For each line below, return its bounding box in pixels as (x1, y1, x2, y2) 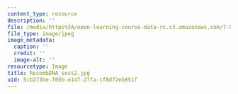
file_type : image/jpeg (7, 30, 74, 37)
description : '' (7, 17, 55, 24)
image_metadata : (7, 37, 55, 44)
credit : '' (13, 50, 46, 57)
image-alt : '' (13, 57, 55, 64)
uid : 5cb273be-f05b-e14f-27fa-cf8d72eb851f (7, 76, 138, 83)
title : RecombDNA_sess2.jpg (7, 69, 91, 76)
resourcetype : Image (7, 63, 69, 70)
